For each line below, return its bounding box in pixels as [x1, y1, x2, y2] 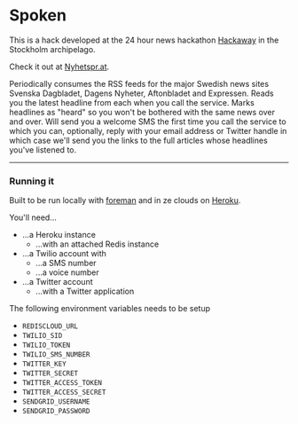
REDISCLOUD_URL [21, 322, 79, 331]
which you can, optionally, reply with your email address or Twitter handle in [9, 125, 287, 136]
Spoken [9, 5, 67, 26]
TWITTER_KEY [21, 360, 67, 369]
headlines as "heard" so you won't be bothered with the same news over [9, 106, 275, 117]
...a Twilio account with [21, 248, 106, 259]
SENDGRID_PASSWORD [21, 407, 90, 416]
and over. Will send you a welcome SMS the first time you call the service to [9, 116, 286, 127]
